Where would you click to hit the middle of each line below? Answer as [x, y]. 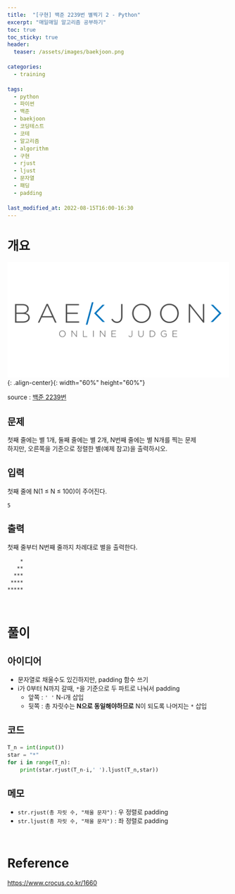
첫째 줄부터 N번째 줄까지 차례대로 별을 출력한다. [72, 547]
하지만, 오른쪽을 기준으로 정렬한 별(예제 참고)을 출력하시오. [87, 448]
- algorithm [31, 149]
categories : [25, 67]
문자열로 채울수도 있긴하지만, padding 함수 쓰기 [83, 679]
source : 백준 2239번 [37, 397]
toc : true [22, 30]
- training [30, 74]
